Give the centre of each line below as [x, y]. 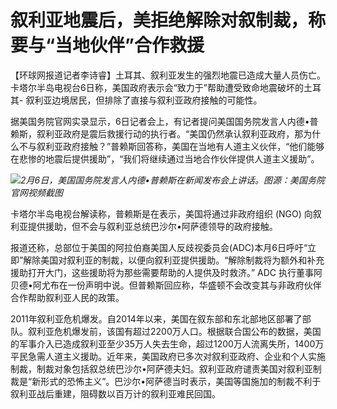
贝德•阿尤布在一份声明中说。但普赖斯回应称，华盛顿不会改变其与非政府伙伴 [166, 285]
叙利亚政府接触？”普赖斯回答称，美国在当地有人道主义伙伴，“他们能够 [180, 146]
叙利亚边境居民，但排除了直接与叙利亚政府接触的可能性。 [144, 100]
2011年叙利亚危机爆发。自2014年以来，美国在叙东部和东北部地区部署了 [156, 318]
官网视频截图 [36, 192]
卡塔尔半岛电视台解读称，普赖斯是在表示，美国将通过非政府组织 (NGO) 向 [161, 213]
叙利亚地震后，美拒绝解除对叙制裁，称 [168, 20]
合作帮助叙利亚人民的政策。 [67, 297]
